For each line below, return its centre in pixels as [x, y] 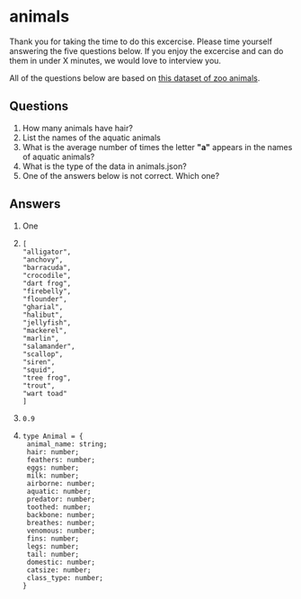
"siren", [39, 362]
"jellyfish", [47, 322]
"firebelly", [47, 291]
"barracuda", [47, 267]
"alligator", [47, 252]
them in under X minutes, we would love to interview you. [115, 60]
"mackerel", [44, 330]
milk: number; [53, 475]
